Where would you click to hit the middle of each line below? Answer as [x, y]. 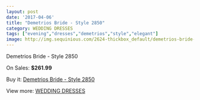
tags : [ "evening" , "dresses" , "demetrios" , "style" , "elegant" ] [82, 34]
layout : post [22, 12]
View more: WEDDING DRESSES [46, 91]
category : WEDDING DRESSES [40, 28]
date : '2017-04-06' [30, 17]
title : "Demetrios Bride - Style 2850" [56, 23]
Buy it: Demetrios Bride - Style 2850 [51, 79]
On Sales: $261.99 [29, 68]
